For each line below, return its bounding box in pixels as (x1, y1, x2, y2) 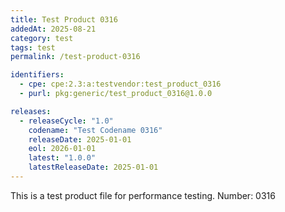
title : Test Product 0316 (10, 14, 118, 25)
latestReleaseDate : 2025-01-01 (28, 162, 159, 173)
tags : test (10, 42, 56, 53)
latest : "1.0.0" (28, 153, 97, 163)
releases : (10, 106, 52, 116)
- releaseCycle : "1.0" (19, 116, 114, 126)
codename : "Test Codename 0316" (28, 125, 163, 135)
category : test (10, 33, 74, 43)
